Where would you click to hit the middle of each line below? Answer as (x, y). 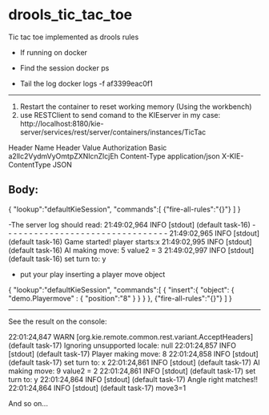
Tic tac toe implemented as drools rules (74, 37)
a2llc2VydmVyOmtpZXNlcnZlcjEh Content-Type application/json (114, 156)
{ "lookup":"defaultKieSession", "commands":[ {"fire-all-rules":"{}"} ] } (124, 209)
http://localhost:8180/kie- (62, 123)
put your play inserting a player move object (92, 274)
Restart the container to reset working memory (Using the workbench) (136, 107)
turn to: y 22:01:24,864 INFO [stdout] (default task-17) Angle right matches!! (133, 379)
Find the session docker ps (64, 68)
